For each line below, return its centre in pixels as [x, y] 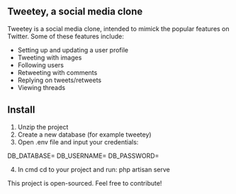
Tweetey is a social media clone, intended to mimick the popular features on [118, 28]
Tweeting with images [50, 57]
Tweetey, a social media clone [75, 12]
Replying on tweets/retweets [59, 80]
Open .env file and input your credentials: [78, 142]
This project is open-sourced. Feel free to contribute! [85, 183]
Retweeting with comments [57, 72]
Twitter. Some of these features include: [66, 36]
